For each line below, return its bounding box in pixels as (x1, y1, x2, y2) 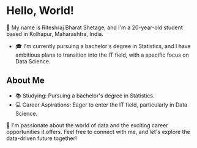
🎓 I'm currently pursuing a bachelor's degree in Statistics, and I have (15, 42, 191, 49)
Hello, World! (6, 4, 75, 18)
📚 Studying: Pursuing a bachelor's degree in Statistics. (15, 92, 155, 99)
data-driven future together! (6, 135, 78, 142)
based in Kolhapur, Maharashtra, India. (6, 30, 104, 37)
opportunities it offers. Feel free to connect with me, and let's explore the (6, 128, 191, 135)
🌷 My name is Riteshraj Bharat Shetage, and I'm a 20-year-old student (6, 24, 184, 31)
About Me (6, 76, 45, 86)
